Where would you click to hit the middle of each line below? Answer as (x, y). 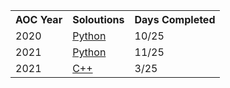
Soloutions (98, 19)
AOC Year (39, 19)
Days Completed (175, 19)
